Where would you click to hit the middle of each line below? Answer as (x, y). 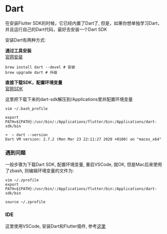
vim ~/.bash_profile (27, 109)
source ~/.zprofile (25, 202)
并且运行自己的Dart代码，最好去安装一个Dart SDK (56, 29)
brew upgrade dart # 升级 (31, 72)
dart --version (32, 135)
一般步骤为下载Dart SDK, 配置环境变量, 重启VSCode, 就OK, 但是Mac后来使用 (83, 165)
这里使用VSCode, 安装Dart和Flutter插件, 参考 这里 (56, 226)
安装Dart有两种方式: (26, 40)
